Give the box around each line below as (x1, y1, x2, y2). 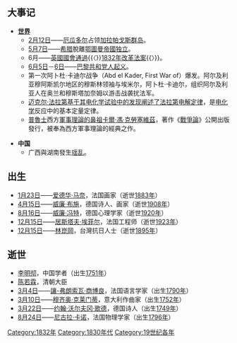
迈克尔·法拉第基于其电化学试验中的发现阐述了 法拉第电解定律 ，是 (28, 98, 216, 106)
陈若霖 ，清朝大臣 (17, 278, 68, 286)
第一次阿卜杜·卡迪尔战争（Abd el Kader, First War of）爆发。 (28, 71, 204, 79)
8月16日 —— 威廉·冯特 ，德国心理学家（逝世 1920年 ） (17, 208, 168, 217)
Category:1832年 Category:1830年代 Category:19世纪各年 (7, 328, 175, 337)
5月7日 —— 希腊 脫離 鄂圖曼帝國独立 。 (28, 45, 135, 53)
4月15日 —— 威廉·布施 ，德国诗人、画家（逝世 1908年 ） (17, 199, 174, 208)
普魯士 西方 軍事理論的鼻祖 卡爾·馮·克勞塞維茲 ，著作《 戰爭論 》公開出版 (28, 115, 230, 124)
